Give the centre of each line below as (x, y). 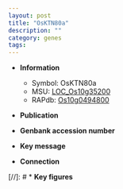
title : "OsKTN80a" (38, 23)
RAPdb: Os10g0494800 (70, 100)
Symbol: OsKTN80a (64, 83)
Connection (39, 162)
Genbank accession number (67, 131)
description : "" (35, 30)
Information (40, 67)
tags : (17, 45)
